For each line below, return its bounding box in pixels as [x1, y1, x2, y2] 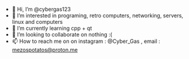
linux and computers [11, 18, 63, 25]
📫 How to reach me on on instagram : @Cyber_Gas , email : [11, 38, 161, 45]
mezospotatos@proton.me [11, 46, 78, 53]
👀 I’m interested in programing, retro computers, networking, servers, [11, 12, 184, 19]
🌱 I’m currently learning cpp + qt [11, 24, 92, 32]
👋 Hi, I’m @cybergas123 [11, 6, 71, 13]
